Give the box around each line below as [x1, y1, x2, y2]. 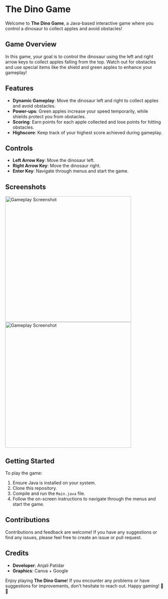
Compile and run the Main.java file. [12, 490, 86, 496]
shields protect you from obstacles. [12, 113, 87, 119]
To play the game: [5, 470, 43, 476]
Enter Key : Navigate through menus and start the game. [12, 168, 129, 174]
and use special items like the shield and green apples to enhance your [5, 64, 152, 70]
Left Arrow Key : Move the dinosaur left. [12, 157, 95, 163]
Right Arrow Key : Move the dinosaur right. [12, 162, 101, 169]
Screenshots [5, 183, 46, 191]
